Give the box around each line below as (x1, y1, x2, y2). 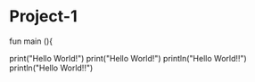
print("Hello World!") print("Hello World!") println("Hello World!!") (9, 53, 247, 63)
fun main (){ (9, 36, 53, 46)
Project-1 (9, 6, 78, 27)
